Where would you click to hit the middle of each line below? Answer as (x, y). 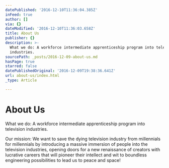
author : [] (17, 19)
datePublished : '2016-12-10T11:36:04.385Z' (52, 10)
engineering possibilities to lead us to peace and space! (63, 160)
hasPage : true (20, 62)
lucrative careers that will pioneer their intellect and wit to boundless (76, 155)
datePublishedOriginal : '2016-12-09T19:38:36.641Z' (60, 71)
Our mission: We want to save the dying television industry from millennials (83, 139)
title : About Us (22, 33)
